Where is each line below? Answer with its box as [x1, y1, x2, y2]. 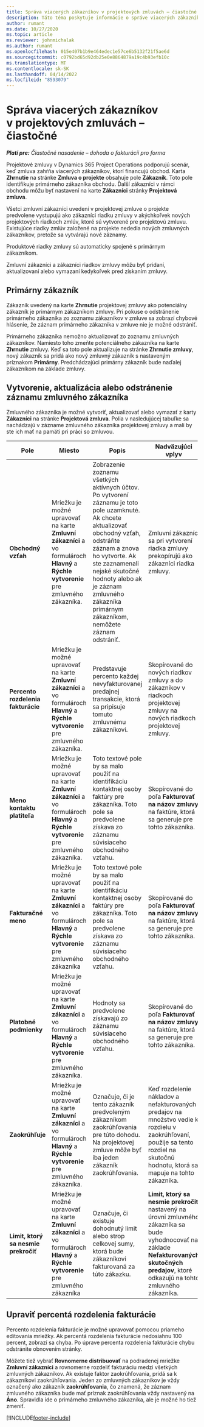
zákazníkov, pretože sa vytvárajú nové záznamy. [6, 231, 127, 238]
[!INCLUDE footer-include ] [6, 1414, 71, 1422]
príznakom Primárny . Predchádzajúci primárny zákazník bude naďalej [6, 358, 182, 366]
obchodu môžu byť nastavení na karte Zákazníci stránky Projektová [6, 187, 177, 194]
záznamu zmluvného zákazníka [6, 392, 129, 403]
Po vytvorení [92, 490, 129, 499]
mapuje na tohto [148, 1168, 194, 1177]
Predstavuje [92, 664, 127, 673]
